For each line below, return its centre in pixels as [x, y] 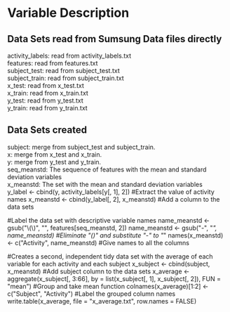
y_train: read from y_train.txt [47, 108]
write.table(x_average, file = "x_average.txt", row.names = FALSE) [102, 301]
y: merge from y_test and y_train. [54, 162]
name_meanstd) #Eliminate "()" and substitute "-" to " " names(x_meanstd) [115, 235]
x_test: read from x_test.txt [46, 85]
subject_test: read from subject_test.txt [64, 71]
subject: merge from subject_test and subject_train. [81, 147]
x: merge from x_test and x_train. [55, 154]
